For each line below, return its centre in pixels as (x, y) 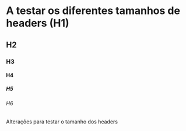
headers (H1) (38, 23)
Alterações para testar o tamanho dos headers (62, 122)
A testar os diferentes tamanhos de (93, 11)
